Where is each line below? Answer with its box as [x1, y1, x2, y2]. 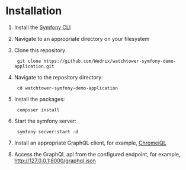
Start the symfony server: [14, 117, 76, 124]
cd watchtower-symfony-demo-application [17, 85, 118, 91]
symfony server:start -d [17, 129, 78, 134]
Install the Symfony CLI [14, 24, 71, 31]
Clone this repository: [14, 46, 67, 54]
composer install [17, 107, 60, 113]
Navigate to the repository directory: [14, 73, 103, 81]
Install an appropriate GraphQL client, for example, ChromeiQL [14, 139, 166, 146]
